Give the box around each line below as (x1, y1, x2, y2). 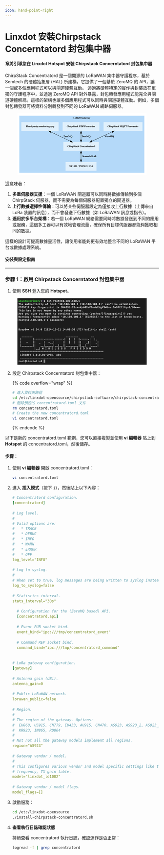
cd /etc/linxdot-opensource (12, 809, 69, 814)
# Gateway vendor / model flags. (12, 784, 81, 790)
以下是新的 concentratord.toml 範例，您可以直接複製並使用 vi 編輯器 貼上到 (5, 435, 156, 441)
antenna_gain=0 (12, 681, 43, 686)
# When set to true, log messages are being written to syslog (12, 578, 144, 583)
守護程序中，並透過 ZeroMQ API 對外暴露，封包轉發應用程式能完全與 (13, 91, 152, 97)
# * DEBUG (12, 532, 37, 537)
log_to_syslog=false (12, 583, 54, 588)
